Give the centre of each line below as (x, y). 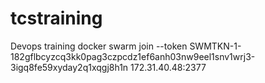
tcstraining (56, 18)
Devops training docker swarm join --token (99, 46)
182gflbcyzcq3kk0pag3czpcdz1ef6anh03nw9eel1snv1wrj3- (133, 56)
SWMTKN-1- (215, 46)
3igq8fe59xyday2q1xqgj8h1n (69, 67)
